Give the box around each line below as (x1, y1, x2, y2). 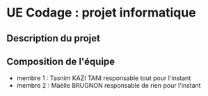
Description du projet (6, 32, 101, 44)
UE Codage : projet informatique (6, 5, 196, 21)
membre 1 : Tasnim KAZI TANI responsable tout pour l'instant (16, 74, 191, 82)
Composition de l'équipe (6, 55, 115, 67)
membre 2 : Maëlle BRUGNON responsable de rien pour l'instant (16, 81, 201, 90)
